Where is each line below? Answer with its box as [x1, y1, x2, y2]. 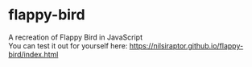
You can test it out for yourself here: [8, 40, 128, 50]
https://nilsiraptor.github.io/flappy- [129, 40, 244, 50]
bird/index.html [8, 49, 59, 59]
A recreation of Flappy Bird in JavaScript [8, 32, 143, 42]
